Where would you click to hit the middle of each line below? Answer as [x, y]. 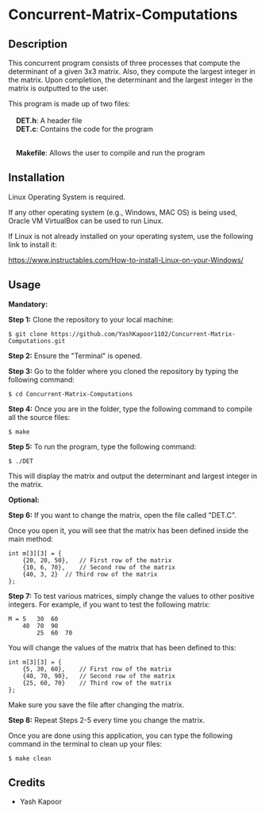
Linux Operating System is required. [67, 197]
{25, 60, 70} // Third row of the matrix [97, 683]
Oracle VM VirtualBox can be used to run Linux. [86, 221]
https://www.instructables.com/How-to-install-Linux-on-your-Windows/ [126, 260]
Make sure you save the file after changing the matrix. [96, 704]
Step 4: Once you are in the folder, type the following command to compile [130, 409]
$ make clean [30, 758]
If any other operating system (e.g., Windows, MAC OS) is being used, [123, 212]
